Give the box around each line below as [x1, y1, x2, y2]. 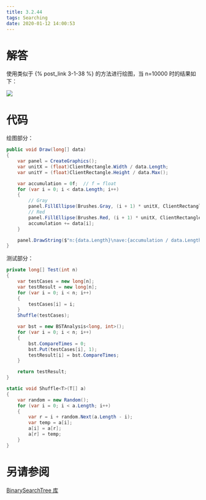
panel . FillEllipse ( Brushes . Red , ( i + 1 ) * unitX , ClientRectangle [28, 214, 202, 221]
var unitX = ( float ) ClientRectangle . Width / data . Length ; [17, 164, 169, 170]
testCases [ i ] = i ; [28, 301, 75, 307]
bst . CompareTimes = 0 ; [28, 341, 86, 347]
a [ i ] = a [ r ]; [28, 425, 62, 432]
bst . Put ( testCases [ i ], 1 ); [28, 346, 97, 352]
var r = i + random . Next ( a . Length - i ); [28, 414, 133, 420]
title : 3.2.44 [6, 9, 43, 15]
